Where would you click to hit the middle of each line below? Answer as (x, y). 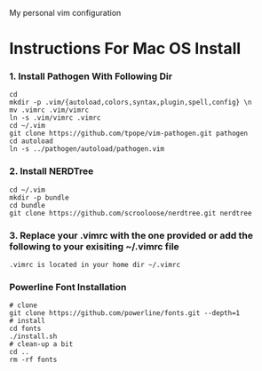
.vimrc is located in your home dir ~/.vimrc (95, 265)
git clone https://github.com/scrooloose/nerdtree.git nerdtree (131, 213)
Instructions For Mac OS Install (125, 49)
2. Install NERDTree (52, 171)
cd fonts (25, 329)
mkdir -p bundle (39, 197)
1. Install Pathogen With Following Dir (91, 76)
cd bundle (28, 205)
